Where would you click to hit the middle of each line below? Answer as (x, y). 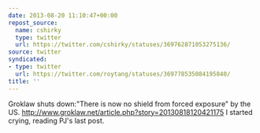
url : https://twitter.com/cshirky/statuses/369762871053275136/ (123, 45)
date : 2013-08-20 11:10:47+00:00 (63, 15)
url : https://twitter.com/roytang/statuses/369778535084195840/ (123, 74)
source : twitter (35, 52)
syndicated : (28, 60)
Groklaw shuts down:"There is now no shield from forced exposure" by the (130, 104)
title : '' (24, 81)
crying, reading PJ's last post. (56, 120)
